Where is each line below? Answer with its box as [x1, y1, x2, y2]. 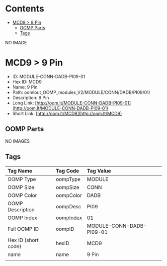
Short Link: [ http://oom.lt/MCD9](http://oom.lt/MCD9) [12, 110, 122, 116]
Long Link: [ [12, 100, 37, 106]
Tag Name [7, 167, 32, 174]
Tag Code [55, 167, 80, 174]
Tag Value [86, 167, 111, 174]
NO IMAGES [5, 138, 30, 144]
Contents [5, 3, 45, 14]
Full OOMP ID [7, 225, 39, 232]
